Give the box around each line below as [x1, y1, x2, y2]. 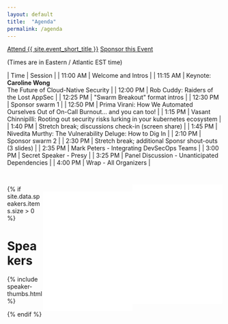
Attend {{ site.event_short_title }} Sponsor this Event [7, 45, 154, 53]
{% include [7, 275, 38, 284]
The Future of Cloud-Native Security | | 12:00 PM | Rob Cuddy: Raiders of [7, 86, 214, 94]
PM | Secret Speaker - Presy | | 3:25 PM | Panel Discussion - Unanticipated [7, 151, 218, 160]
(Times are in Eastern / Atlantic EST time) [7, 58, 123, 66]
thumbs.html [7, 290, 42, 298]
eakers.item [7, 200, 40, 208]
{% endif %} [7, 310, 42, 319]
